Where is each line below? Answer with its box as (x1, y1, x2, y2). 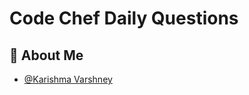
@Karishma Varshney (23, 73, 113, 85)
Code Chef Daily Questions (9, 7, 239, 30)
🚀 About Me (9, 47, 84, 64)
